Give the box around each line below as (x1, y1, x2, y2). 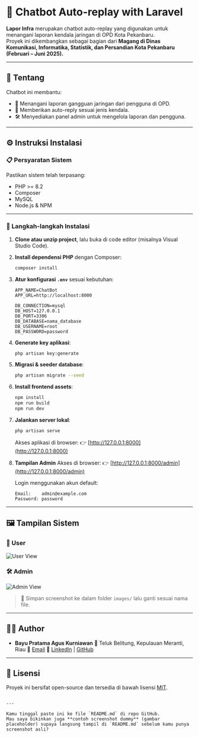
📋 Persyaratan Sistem (6, 156, 72, 165)
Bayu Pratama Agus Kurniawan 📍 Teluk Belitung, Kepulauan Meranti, (14, 639, 184, 646)
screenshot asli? (6, 726, 49, 733)
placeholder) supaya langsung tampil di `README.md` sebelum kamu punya (6, 722, 190, 728)
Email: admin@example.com (14, 491, 87, 497)
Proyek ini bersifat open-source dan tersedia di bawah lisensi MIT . (6, 684, 168, 691)
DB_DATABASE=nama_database (14, 318, 82, 324)
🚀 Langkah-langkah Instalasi (6, 222, 90, 230)
